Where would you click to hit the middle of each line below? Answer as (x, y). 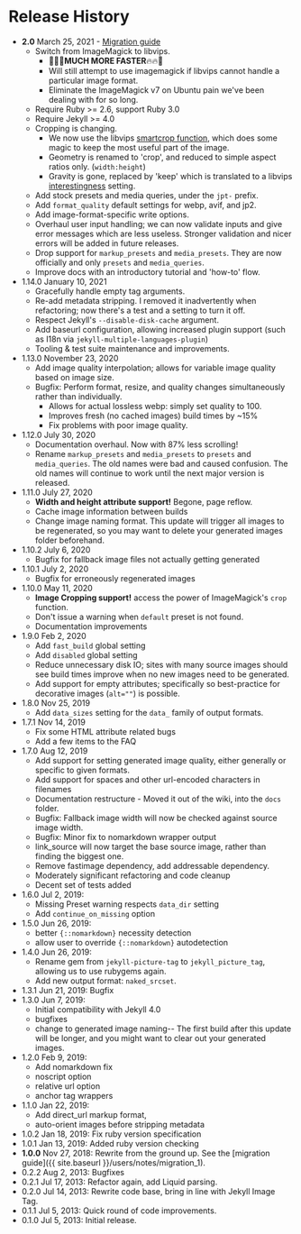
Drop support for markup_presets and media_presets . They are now (158, 252)
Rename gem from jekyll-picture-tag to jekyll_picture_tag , (150, 961)
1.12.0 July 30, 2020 (59, 434)
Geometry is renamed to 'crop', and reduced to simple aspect (162, 157)
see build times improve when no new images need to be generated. (162, 674)
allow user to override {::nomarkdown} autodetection (132, 942)
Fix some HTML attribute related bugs (105, 731)
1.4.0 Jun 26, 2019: (56, 952)
